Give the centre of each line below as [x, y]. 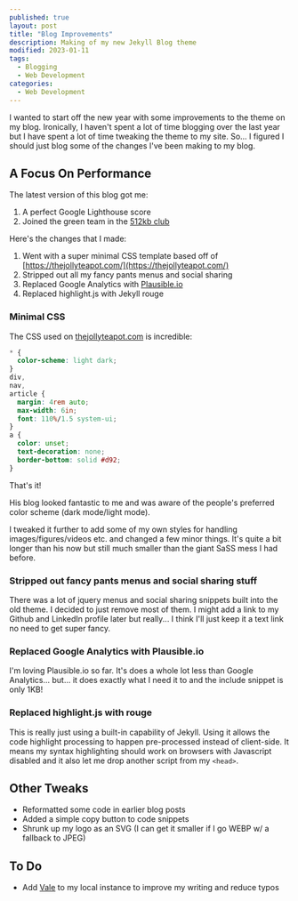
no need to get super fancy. [60, 629]
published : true [39, 17]
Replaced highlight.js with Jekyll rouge [93, 294]
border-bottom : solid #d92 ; [69, 460]
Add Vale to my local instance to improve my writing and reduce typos [151, 888]
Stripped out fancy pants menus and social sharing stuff [133, 581]
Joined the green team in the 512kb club [96, 221]
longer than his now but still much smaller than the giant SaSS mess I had [144, 548]
